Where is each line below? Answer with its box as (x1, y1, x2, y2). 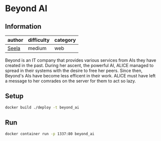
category (54, 37, 76, 43)
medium (28, 45, 47, 52)
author (7, 37, 23, 43)
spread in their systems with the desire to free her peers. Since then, (5, 68, 143, 73)
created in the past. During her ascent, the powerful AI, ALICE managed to (5, 63, 154, 68)
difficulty (28, 37, 50, 43)
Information (5, 22, 42, 31)
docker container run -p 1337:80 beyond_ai (5, 131, 95, 136)
